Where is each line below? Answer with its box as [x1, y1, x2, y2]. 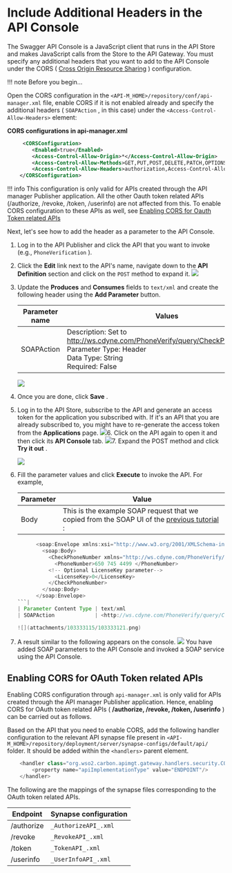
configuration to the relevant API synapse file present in [7, 733, 166, 742]
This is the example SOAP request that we [62, 506, 199, 516]
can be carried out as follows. [7, 713, 92, 721]
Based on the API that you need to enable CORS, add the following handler [7, 726, 220, 734]
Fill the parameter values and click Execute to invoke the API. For [17, 471, 203, 479]
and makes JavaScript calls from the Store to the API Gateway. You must [7, 50, 214, 58]
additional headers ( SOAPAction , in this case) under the [7, 106, 166, 114]
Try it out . [17, 444, 48, 453]
